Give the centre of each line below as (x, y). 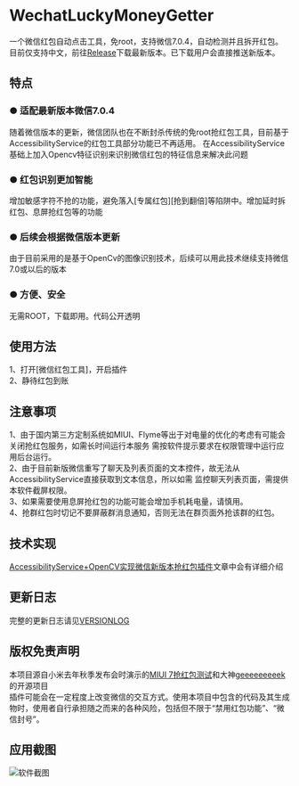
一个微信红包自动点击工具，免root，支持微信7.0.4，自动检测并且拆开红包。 (146, 41)
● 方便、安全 (37, 295)
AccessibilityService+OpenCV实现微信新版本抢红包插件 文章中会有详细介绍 (146, 566)
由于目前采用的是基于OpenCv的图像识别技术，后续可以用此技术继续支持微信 (149, 258)
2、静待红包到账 (39, 381)
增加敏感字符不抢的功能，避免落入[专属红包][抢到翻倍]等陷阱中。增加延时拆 (148, 201)
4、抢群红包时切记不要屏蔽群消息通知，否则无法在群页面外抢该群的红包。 (145, 512)
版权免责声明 (44, 651)
